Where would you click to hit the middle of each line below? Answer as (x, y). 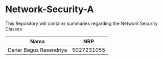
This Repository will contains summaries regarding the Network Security (81, 23)
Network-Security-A (50, 9)
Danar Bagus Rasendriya (38, 50)
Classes (14, 28)
